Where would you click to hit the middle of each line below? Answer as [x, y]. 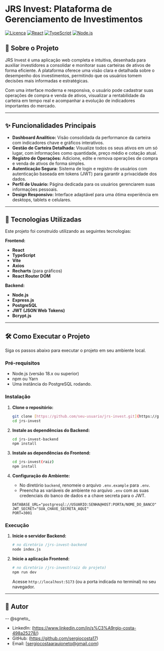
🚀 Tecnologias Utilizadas [43, 219]
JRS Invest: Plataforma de [59, 9]
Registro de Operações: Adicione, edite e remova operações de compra [85, 158]
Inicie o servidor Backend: [39, 536]
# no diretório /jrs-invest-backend [49, 545]
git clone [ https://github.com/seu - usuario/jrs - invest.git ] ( [76, 416]
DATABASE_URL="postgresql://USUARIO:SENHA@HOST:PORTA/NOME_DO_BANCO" [84, 505]
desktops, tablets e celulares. [42, 200]
